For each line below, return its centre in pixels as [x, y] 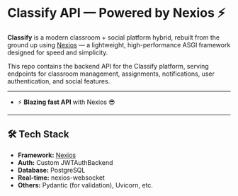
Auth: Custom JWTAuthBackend [65, 162]
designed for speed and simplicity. [58, 52]
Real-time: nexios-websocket [61, 178]
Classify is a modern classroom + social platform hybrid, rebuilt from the [114, 37]
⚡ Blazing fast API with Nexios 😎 [66, 102]
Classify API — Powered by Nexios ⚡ [117, 13]
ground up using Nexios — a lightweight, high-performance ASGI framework [119, 45]
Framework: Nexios [47, 155]
